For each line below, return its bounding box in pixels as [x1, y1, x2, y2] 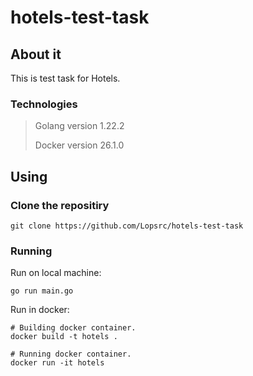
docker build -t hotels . [10, 332, 118, 342]
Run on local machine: [10, 267, 102, 279]
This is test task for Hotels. [10, 72, 121, 84]
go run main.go [10, 286, 74, 296]
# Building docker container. [10, 323, 137, 333]
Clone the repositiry [10, 198, 110, 212]
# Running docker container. [10, 349, 132, 360]
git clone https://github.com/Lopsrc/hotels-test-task [10, 221, 244, 231]
